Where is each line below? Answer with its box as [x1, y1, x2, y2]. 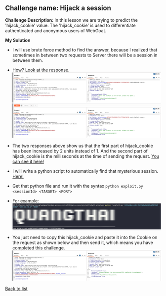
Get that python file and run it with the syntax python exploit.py [12, 183, 143, 189]
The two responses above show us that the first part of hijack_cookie [12, 143, 153, 149]
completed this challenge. [12, 245, 65, 250]
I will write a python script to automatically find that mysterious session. [12, 168, 158, 174]
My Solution [5, 37, 31, 43]
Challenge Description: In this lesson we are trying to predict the [5, 17, 138, 23]
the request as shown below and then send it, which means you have [12, 240, 153, 246]
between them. [12, 57, 43, 63]
